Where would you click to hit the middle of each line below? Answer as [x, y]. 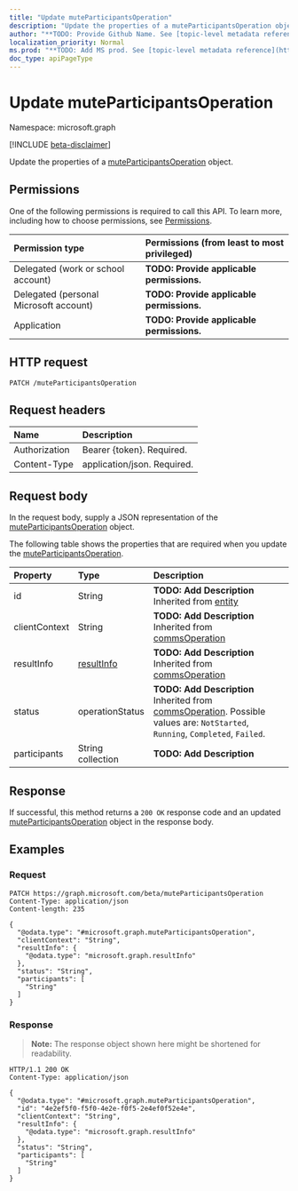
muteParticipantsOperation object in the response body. [112, 822]
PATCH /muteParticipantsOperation [73, 383]
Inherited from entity [196, 602]
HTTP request [49, 362]
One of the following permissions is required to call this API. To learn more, [146, 211]
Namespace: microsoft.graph [63, 127]
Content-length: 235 [47, 909]
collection [98, 759]
